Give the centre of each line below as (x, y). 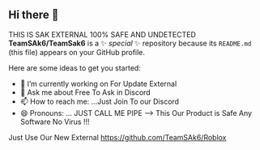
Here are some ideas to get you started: (75, 68)
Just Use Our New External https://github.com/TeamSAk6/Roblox (117, 137)
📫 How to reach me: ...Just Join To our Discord (100, 101)
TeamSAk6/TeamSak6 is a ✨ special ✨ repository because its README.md (130, 43)
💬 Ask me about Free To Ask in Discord (85, 92)
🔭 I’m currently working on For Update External (98, 84)
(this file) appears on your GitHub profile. (77, 52)
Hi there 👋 (34, 15)
